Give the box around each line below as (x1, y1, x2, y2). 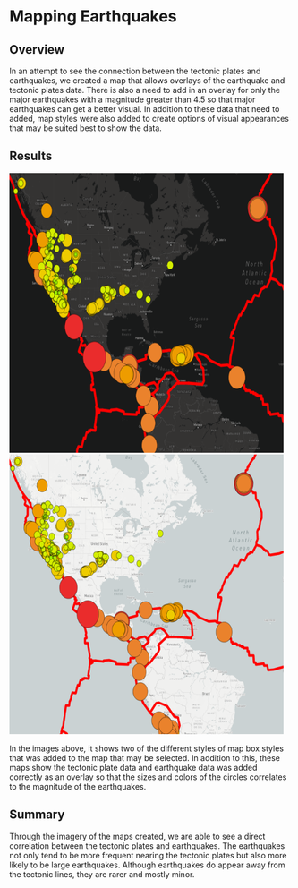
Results (9, 149, 53, 164)
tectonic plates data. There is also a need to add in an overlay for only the (9, 85, 280, 95)
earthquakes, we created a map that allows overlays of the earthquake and (9, 75, 285, 86)
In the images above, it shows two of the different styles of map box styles (9, 743, 285, 754)
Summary (9, 807, 65, 823)
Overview (9, 42, 65, 57)
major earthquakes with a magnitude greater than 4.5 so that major (9, 94, 256, 105)
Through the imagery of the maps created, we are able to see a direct (9, 831, 266, 841)
